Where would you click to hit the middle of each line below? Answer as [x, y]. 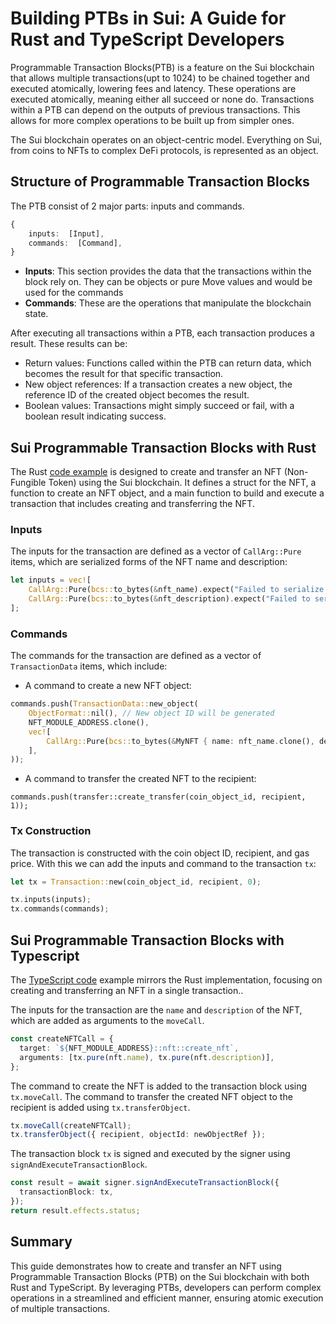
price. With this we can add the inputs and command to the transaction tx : [163, 863]
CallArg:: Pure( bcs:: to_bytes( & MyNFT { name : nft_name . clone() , [180, 741]
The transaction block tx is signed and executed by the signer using [150, 1154]
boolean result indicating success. [95, 416]
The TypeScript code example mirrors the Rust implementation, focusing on [166, 980]
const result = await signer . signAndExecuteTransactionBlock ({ [145, 1183]
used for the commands [74, 293]
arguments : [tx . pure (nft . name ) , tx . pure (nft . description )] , [147, 1057]
